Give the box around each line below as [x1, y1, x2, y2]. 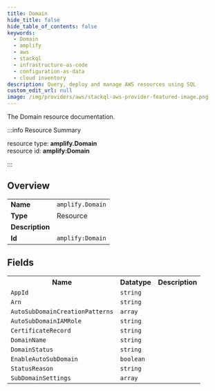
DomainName [10, 336, 46, 344]
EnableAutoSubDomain [10, 355, 78, 363]
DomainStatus [10, 345, 54, 353]
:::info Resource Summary [7, 126, 82, 134]
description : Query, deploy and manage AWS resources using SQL [7, 81, 196, 88]
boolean [120, 355, 145, 363]
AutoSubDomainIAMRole [10, 317, 82, 325]
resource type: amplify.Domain [7, 140, 97, 147]
